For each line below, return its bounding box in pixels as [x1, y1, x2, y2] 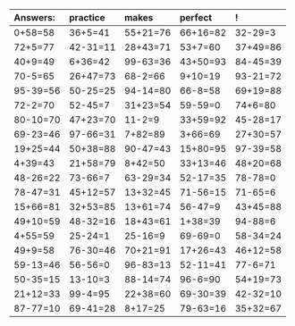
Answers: [13, 12, 55, 23]
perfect [180, 12, 213, 23]
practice [69, 12, 105, 23]
